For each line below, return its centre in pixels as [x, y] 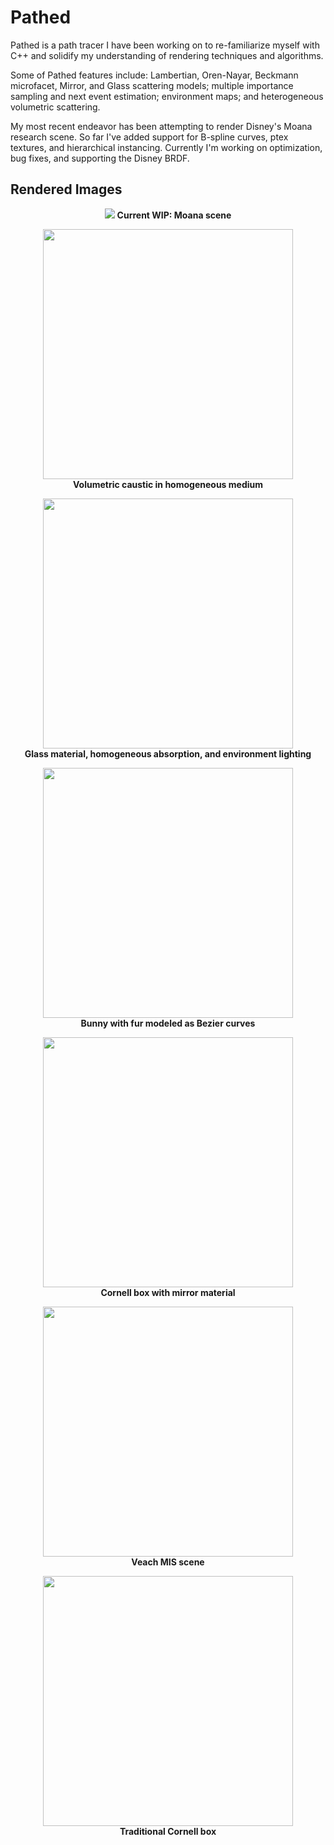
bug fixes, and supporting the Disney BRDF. [100, 158]
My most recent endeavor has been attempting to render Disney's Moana [161, 126]
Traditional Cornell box [168, 1831]
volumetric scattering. [55, 107]
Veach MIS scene [168, 1562]
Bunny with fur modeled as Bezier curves [168, 1023]
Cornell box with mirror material [168, 1292]
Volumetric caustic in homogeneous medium [168, 484]
